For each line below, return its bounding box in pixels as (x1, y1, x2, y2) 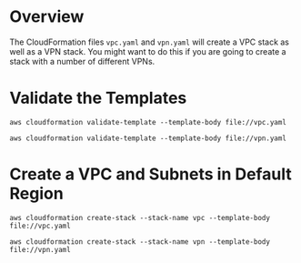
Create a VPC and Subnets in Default (9, 164, 293, 185)
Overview (9, 6, 85, 27)
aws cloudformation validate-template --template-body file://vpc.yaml (9, 117, 286, 126)
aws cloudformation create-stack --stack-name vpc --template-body (9, 213, 271, 222)
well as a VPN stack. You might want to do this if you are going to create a (9, 46, 286, 56)
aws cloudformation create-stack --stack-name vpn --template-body (9, 237, 271, 247)
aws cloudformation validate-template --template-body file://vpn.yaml (9, 134, 286, 143)
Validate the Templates (9, 88, 187, 108)
